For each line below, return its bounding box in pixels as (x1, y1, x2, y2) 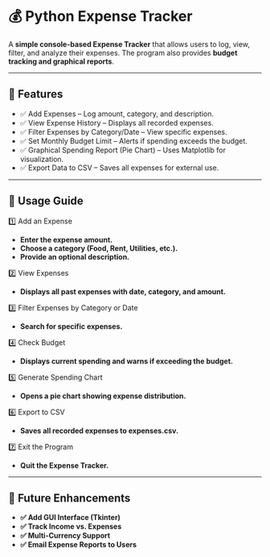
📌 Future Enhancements (8, 491, 131, 505)
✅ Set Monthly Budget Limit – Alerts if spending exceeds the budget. (19, 135, 247, 146)
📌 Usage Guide (8, 194, 84, 208)
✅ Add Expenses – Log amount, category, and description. (19, 109, 215, 118)
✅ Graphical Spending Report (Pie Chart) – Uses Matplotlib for (19, 145, 227, 155)
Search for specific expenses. (19, 321, 123, 331)
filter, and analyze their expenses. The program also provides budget (8, 48, 238, 57)
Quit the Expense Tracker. (19, 460, 109, 470)
